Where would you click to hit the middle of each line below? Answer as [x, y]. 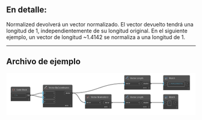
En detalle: [26, 10]
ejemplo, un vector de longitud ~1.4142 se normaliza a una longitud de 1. [96, 37]
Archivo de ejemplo [44, 61]
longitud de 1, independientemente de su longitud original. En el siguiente [97, 31]
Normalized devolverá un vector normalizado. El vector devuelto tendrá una [100, 24]
